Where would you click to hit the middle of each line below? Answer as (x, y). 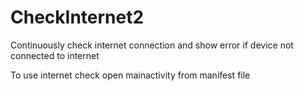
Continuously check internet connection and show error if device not (152, 45)
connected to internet (55, 55)
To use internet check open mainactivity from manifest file (130, 75)
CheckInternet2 (77, 17)
